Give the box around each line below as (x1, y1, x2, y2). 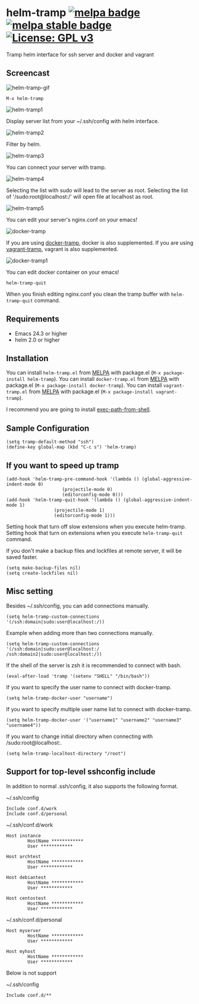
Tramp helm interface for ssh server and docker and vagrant (6, 51, 154, 58)
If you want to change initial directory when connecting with (6, 733, 153, 740)
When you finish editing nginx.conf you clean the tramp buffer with (6, 290, 170, 298)
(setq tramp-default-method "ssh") (6, 439, 94, 445)
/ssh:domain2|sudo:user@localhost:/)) (6, 651, 102, 657)
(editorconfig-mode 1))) (53, 512, 116, 518)
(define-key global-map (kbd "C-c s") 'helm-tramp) (6, 444, 137, 451)
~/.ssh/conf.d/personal (6, 916, 62, 923)
